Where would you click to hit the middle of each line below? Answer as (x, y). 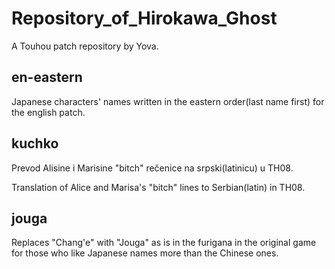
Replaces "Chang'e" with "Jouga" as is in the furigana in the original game (164, 243)
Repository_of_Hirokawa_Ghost (144, 18)
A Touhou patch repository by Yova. (85, 46)
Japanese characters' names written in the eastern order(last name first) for (168, 101)
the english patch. (48, 112)
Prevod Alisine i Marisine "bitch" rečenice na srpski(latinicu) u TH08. (152, 168)
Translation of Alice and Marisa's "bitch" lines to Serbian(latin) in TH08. (158, 187)
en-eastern (47, 77)
